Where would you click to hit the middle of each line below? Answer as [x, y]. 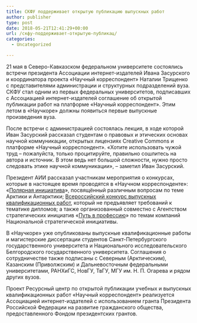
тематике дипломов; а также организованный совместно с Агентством [96, 209]
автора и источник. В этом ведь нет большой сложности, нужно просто [97, 160]
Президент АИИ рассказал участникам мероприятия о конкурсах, [90, 177]
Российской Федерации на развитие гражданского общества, [85, 307]
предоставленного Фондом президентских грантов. [72, 314]
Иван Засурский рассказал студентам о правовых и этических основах [97, 134]
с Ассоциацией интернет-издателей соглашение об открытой [84, 98]
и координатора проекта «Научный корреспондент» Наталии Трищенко [97, 79]
